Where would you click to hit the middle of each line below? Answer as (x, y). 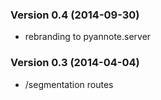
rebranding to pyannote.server (88, 37)
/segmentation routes (69, 84)
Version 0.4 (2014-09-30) (75, 15)
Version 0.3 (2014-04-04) (75, 63)
